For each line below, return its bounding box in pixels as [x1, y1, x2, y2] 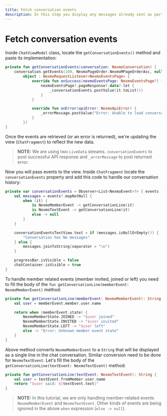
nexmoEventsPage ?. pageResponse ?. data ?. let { [40, 83, 135, 88]
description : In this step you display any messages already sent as [5, 12, 153, 17]
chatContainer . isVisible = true [14, 262, 81, 268]
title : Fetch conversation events [5, 7, 77, 12]
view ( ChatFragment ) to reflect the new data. [5, 139, 95, 145]
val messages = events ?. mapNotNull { [14, 194, 92, 199]
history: [5, 179, 21, 185]
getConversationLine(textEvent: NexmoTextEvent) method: [5, 362, 126, 368]
